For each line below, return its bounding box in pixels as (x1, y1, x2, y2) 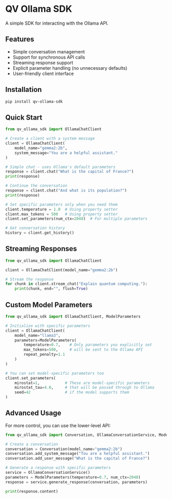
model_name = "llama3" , (14, 333, 60, 338)
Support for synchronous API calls (12, 54, 85, 60)
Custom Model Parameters (5, 300, 93, 309)
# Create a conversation (5, 442, 58, 447)
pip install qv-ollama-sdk (5, 99, 63, 104)
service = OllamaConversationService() (5, 470, 91, 475)
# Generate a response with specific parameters (5, 465, 111, 470)
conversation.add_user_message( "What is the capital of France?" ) (5, 456, 150, 461)
